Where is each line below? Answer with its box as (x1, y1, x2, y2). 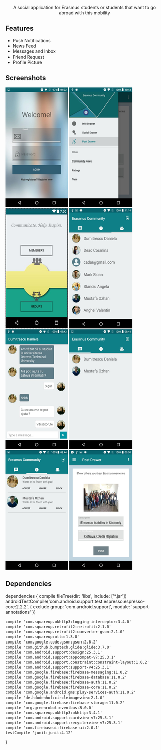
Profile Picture (12, 59, 42, 65)
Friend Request (12, 53, 44, 60)
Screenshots (5, 74, 46, 82)
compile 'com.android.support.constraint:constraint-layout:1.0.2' (5, 660, 150, 665)
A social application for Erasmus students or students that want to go (13, 5, 156, 10)
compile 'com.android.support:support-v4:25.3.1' (5, 665, 112, 670)
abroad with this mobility (59, 10, 110, 16)
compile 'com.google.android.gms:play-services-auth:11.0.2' (5, 690, 136, 695)
